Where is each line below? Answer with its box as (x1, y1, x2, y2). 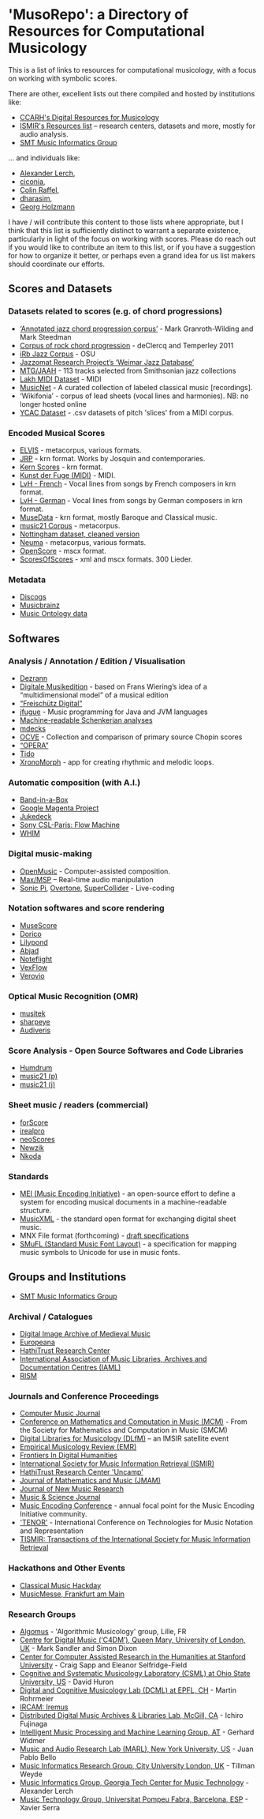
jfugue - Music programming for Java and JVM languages (19, 707, 208, 716)
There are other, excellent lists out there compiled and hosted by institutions (8, 88, 255, 98)
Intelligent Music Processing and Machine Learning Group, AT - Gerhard (19, 1727, 255, 1737)
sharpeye (19, 1017, 51, 1027)
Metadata (8, 574, 46, 585)
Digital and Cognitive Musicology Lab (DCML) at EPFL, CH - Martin (19, 1685, 236, 1695)
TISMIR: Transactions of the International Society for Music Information (19, 1535, 251, 1544)
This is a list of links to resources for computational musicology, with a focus (8, 65, 257, 74)
